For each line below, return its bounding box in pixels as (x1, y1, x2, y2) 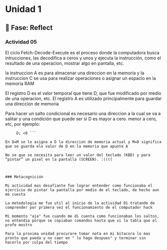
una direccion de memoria (5, 101, 59, 107)
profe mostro (5, 222, 32, 228)
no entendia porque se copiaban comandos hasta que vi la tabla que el (5, 218, 157, 223)
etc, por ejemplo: (5, 121, 40, 127)
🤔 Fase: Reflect (5, 23, 53, 32)
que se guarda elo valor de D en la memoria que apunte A (5, 144, 128, 149)
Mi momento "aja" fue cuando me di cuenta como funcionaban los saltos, (5, 214, 160, 219)
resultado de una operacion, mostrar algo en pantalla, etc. (5, 60, 125, 66)
